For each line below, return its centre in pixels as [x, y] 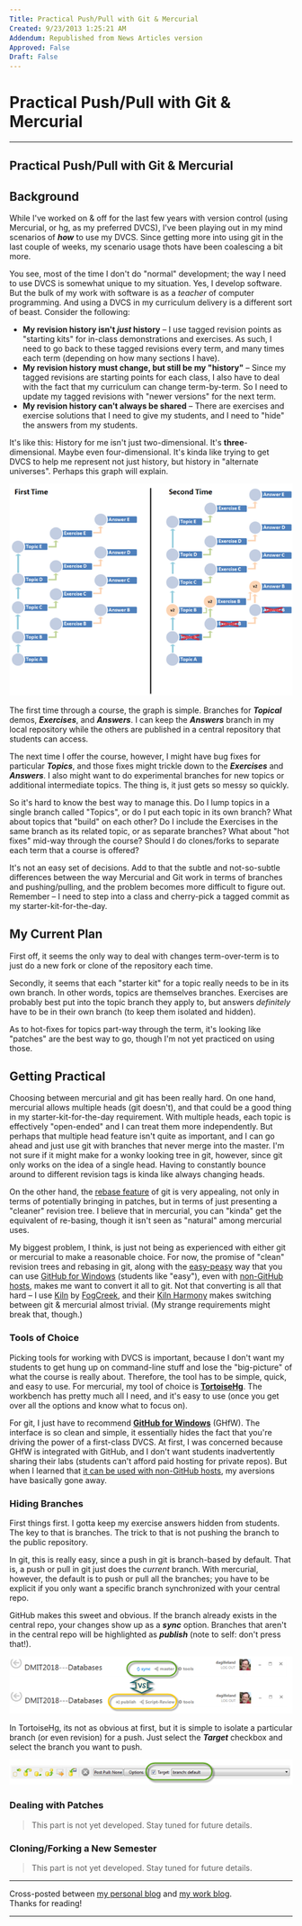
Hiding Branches [46, 1503]
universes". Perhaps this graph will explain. [89, 472]
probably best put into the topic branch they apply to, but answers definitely [150, 1002]
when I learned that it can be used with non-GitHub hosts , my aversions [142, 1471]
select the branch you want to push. [76, 1747]
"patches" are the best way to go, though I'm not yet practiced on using [142, 1039]
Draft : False [34, 57]
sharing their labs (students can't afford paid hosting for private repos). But [148, 1461]
